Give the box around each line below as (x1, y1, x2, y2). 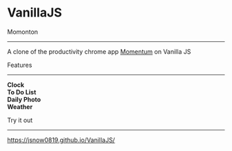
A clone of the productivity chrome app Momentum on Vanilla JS (7, 47, 191, 56)
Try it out (7, 116, 33, 124)
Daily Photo (7, 95, 41, 103)
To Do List (7, 88, 37, 96)
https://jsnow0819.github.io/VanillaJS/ (7, 136, 115, 144)
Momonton (7, 28, 39, 36)
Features (7, 61, 32, 69)
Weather (7, 102, 33, 111)
